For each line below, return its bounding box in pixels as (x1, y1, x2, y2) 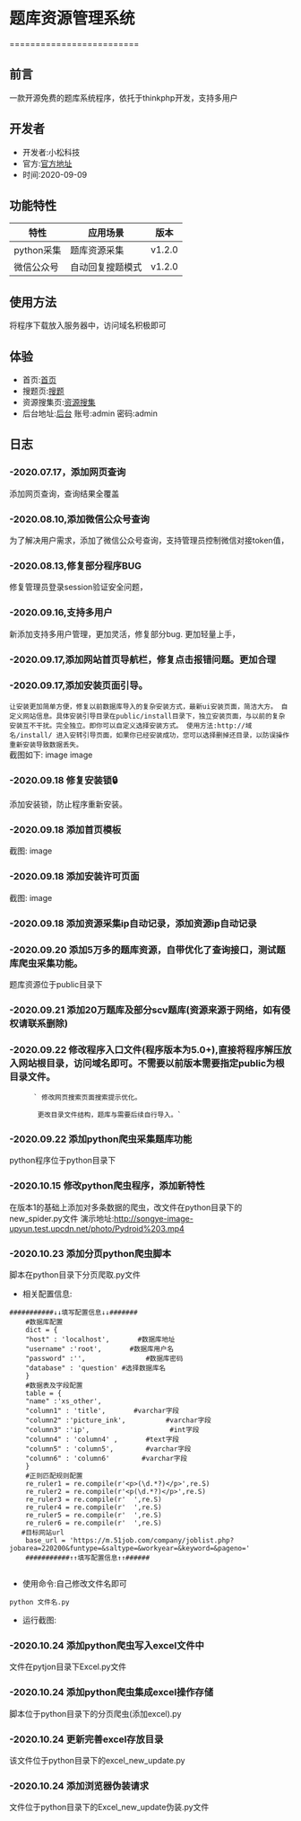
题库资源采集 (70, 244, 125, 257)
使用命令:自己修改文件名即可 (21, 1578, 127, 1589)
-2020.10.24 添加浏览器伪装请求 (9, 1780, 150, 1792)
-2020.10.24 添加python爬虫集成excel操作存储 (9, 1686, 214, 1699)
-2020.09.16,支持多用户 (9, 606, 114, 619)
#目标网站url (21, 1528, 64, 1537)
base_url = (25, 1536, 66, 1545)
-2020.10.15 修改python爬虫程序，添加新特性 (9, 1180, 206, 1192)
